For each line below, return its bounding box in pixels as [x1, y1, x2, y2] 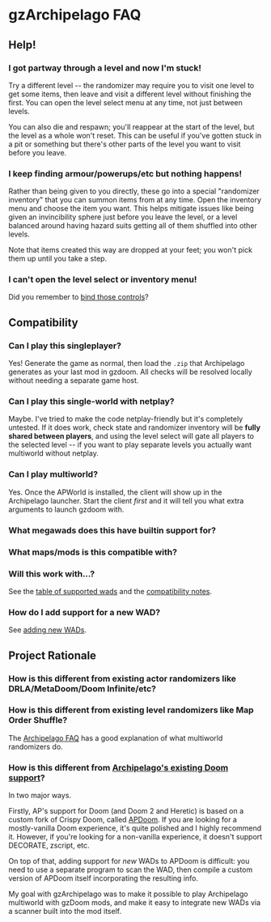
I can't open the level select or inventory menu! [8, 274, 197, 285]
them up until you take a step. [8, 253, 108, 264]
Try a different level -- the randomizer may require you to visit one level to [8, 80, 255, 90]
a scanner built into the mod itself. [8, 907, 122, 916]
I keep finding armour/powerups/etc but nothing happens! [8, 168, 243, 179]
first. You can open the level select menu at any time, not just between [8, 97, 243, 107]
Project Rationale [8, 648, 97, 662]
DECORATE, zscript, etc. [8, 840, 91, 851]
